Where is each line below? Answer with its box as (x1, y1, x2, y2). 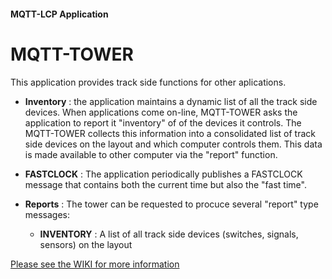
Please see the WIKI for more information (10, 258, 180, 270)
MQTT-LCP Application (10, 8, 109, 20)
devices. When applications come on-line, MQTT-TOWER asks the (24, 106, 298, 118)
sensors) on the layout (39, 238, 133, 250)
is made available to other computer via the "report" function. (24, 148, 278, 160)
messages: (24, 208, 71, 220)
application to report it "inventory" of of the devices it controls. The (24, 116, 302, 129)
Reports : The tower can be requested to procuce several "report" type (24, 198, 319, 210)
